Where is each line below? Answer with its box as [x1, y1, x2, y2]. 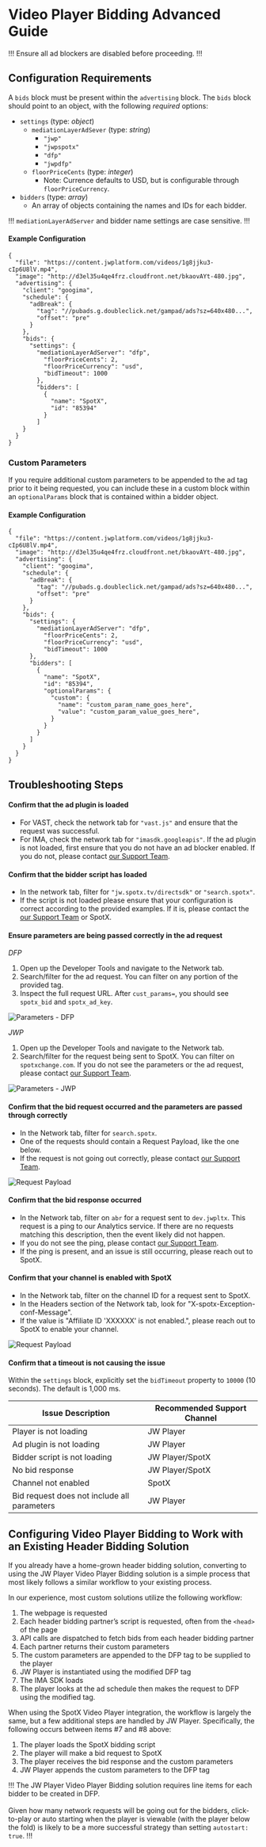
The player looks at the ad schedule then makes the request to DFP [19, 1684, 240, 1693]
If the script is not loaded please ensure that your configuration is [19, 895, 234, 905]
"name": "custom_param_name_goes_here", [58, 701, 193, 709]
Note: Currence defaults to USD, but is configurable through [43, 175, 240, 185]
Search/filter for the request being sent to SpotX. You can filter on [19, 1051, 235, 1061]
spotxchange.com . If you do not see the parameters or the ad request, [19, 1060, 244, 1070]
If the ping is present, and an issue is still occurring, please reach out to [19, 1246, 253, 1256]
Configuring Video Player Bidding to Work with [8, 1527, 244, 1540]
